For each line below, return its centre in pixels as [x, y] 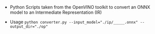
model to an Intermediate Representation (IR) [56, 12]
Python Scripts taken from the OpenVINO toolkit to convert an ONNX [80, 7]
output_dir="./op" [29, 27]
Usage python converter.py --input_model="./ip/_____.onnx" [74, 22]
